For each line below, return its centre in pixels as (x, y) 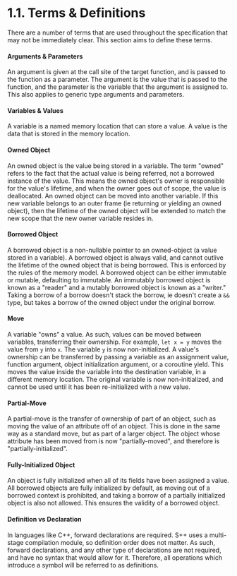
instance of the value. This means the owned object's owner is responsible (116, 181)
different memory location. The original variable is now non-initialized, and (115, 379)
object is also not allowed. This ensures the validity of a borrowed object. (114, 503)
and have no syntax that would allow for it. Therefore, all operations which (115, 557)
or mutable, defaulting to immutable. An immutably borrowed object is (109, 280)
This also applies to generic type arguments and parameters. (96, 95)
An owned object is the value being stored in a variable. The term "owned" (116, 166)
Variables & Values (35, 110)
